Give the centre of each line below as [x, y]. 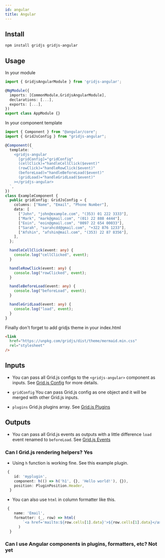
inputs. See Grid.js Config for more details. [55, 382]
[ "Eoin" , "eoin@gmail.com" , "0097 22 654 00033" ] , [71, 223]
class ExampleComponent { [31, 196]
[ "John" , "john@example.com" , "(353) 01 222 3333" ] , [73, 214]
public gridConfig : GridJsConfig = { [48, 200]
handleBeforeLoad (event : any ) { [43, 286]
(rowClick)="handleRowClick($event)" [57, 168]
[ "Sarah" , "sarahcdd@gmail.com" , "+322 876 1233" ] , [72, 228]
